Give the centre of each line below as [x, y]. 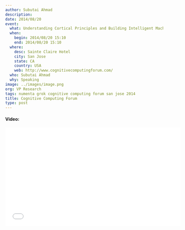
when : [16, 33]
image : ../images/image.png [35, 84]
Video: [12, 119]
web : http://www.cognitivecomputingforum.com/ [64, 71]
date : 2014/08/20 [23, 19]
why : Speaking [24, 80]
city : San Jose [30, 56]
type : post [17, 103]
